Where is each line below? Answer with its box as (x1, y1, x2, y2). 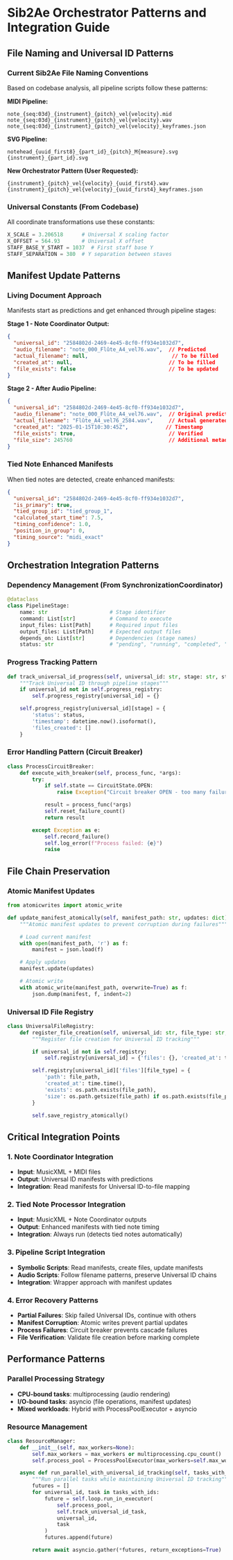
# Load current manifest (19, 933, 92, 941)
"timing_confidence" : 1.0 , (13, 521, 92, 528)
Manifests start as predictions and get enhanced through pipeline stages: (7, 307, 216, 315)
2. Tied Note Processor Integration (7, 1200, 126, 1210)
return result (44, 814, 85, 821)
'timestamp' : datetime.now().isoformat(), (32, 718, 157, 725)
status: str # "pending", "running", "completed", (19, 641, 222, 648)
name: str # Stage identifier (19, 609, 166, 616)
